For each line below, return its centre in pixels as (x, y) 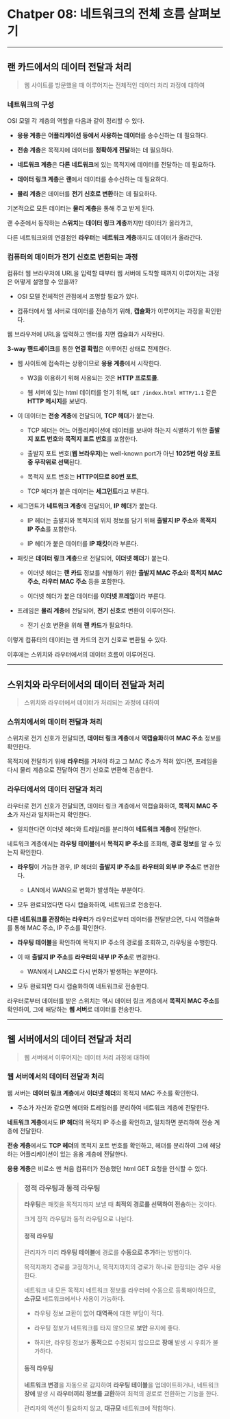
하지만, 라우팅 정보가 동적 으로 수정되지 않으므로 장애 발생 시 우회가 (123, 1343)
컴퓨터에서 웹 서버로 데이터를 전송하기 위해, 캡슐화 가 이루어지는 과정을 (110, 311)
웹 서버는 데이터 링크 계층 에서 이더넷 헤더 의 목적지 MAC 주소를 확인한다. (103, 1093)
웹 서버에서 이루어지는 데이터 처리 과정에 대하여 (87, 1057)
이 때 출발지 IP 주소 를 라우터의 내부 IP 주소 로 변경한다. (88, 957)
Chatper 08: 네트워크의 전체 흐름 (96, 14)
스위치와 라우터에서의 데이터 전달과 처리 (86, 684)
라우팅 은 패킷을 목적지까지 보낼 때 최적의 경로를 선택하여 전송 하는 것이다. (120, 1204)
